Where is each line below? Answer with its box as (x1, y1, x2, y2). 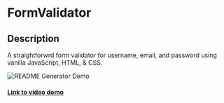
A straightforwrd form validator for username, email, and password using (7, 51, 217, 59)
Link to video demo (7, 88, 64, 96)
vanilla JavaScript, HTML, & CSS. (7, 58, 103, 67)
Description (7, 33, 59, 45)
